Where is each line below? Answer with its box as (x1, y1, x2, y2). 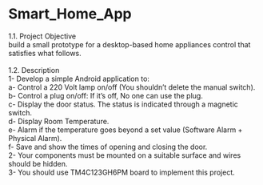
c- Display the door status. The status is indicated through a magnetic (8, 99, 238, 109)
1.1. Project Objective (8, 31, 77, 41)
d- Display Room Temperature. (8, 116, 110, 126)
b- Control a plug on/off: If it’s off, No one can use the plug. (8, 90, 204, 100)
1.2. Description (8, 65, 60, 74)
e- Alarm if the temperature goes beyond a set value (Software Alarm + (8, 125, 243, 135)
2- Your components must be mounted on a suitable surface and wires (8, 150, 241, 160)
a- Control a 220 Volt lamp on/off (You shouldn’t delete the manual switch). (8, 82, 256, 92)
